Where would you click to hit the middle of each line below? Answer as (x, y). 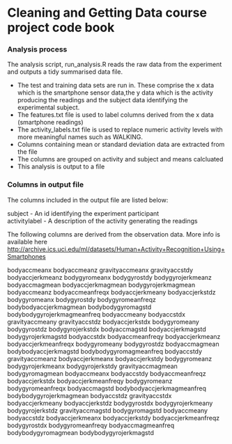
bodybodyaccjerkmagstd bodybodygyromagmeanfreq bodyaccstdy (105, 351)
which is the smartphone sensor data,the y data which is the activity (115, 93)
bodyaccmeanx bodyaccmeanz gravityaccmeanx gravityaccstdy (100, 270)
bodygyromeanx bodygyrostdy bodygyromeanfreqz (82, 299)
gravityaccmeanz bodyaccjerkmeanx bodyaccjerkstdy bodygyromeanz (110, 358)
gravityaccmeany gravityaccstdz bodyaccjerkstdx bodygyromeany (103, 322)
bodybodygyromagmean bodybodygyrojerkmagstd (81, 432)
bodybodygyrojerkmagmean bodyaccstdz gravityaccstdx (90, 395)
